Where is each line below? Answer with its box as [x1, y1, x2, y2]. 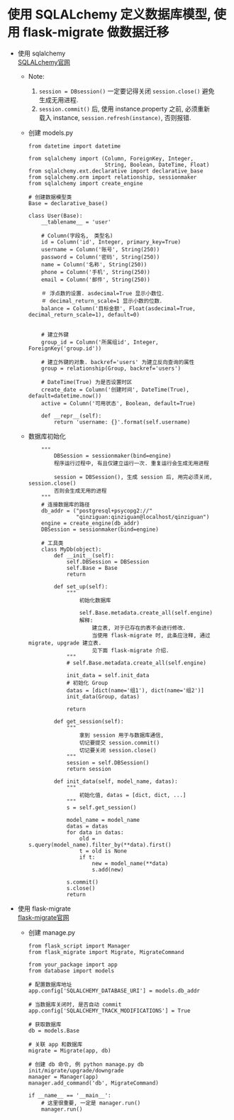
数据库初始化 [28, 432, 66, 440]
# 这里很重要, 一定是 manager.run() [41, 1099, 141, 1107]
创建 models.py [28, 128, 73, 137]
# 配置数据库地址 [28, 981, 72, 988]
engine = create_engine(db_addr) [41, 520, 140, 527]
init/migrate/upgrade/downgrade [28, 1067, 124, 1074]
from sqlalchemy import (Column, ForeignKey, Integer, [28, 155, 194, 162]
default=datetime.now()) [28, 392, 102, 400]
